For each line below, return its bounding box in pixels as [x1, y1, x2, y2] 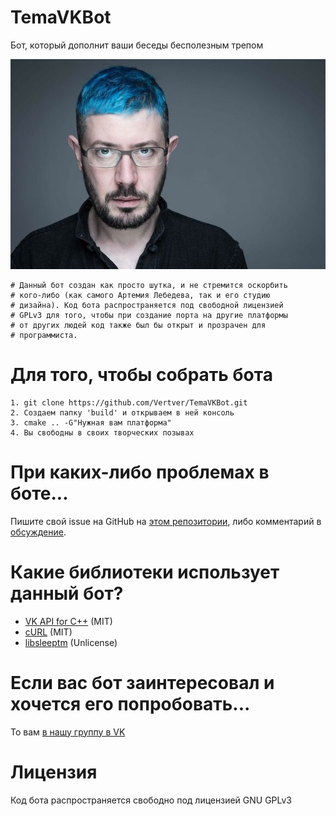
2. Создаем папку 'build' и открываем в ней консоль [10, 407, 235, 418]
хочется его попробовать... [10, 692, 251, 715]
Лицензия [10, 761, 98, 783]
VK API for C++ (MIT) [24, 615, 113, 627]
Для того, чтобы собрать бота [10, 364, 273, 386]
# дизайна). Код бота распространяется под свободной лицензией [10, 300, 284, 310]
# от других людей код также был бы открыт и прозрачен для [10, 320, 267, 330]
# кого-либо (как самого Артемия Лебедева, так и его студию [10, 290, 271, 300]
